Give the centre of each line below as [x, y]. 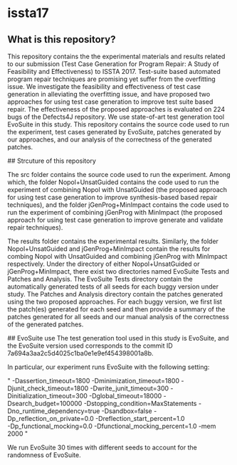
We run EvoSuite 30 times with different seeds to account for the [102, 447]
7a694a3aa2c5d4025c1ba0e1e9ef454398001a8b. [81, 353]
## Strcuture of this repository [52, 161]
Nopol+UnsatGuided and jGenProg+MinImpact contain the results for [109, 249]
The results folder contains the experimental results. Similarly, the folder [113, 241]
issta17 [28, 13]
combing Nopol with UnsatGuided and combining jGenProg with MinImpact [117, 256]
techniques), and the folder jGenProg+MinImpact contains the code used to [118, 205]
